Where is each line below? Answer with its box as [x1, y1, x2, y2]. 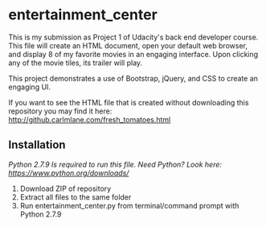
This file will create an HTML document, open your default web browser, [8, 40, 248, 50]
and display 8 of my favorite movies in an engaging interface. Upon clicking [8, 49, 259, 59]
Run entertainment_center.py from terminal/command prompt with [19, 200, 239, 210]
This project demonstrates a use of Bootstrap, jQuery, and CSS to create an [8, 73, 259, 83]
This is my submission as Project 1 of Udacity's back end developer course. [8, 32, 259, 42]
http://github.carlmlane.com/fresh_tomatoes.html [8, 114, 171, 124]
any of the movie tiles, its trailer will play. [8, 58, 143, 68]
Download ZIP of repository [19, 184, 112, 193]
